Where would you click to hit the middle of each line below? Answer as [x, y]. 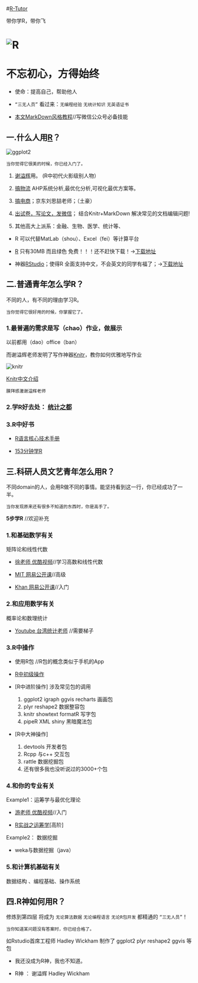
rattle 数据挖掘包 [43, 761]
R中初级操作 [29, 674]
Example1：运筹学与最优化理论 [43, 800]
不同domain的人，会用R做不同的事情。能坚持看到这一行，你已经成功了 [92, 487]
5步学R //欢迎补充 [27, 519]
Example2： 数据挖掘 [32, 838]
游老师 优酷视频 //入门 [40, 812]
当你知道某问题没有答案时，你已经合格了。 [50, 929]
